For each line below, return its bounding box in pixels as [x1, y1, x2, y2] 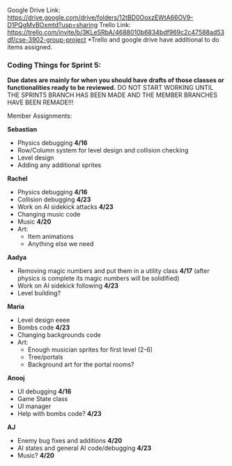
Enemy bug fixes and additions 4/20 [17, 437, 123, 445]
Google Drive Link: [7, 6, 61, 14]
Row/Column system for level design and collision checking [17, 146, 189, 155]
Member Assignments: [7, 111, 72, 121]
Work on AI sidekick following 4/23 [17, 281, 119, 290]
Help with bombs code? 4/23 [17, 410, 102, 418]
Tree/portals [27, 353, 63, 362]
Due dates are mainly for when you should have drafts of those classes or [7, 76, 224, 84]
